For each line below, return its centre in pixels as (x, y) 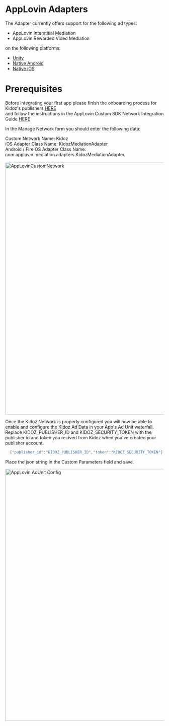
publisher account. (25, 443)
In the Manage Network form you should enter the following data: (73, 128)
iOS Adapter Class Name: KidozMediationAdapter (57, 144)
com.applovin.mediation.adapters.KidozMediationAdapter (65, 154)
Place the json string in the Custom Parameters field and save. (70, 461)
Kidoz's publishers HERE (31, 108)
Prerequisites (34, 89)
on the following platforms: (33, 48)
